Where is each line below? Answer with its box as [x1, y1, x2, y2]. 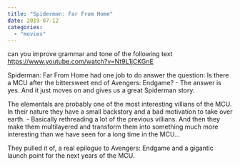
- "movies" [14, 30, 46, 38]
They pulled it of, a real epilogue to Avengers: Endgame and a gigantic [7, 144, 214, 153]
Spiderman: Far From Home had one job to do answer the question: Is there [7, 71, 229, 80]
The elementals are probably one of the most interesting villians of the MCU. [7, 100, 232, 109]
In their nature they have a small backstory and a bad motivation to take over [7, 107, 233, 116]
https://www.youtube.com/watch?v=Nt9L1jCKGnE [7, 58, 154, 66]
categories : [7, 23, 43, 31]
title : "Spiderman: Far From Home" [7, 10, 114, 18]
